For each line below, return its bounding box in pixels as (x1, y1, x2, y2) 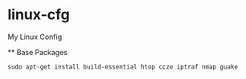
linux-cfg (7, 6, 70, 24)
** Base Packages (7, 47, 68, 57)
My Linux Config (7, 32, 63, 41)
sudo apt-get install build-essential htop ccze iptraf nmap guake (7, 62, 239, 71)
